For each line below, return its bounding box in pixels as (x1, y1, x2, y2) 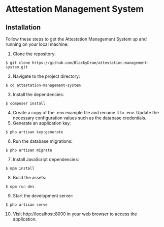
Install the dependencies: (12, 92, 65, 97)
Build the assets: (12, 175, 47, 180)
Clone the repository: (12, 51, 56, 57)
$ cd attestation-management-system (5, 83, 81, 88)
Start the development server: (12, 193, 74, 198)
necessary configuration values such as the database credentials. (12, 115, 147, 121)
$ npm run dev (5, 184, 35, 189)
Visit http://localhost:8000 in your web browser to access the (12, 211, 137, 217)
